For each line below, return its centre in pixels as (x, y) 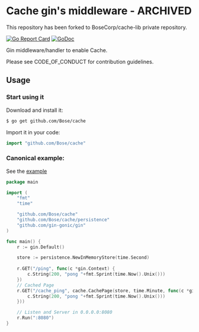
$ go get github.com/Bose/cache (46, 121)
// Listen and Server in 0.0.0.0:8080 (65, 312)
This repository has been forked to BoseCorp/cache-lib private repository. (97, 27)
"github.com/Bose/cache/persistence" (63, 220)
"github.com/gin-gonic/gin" (51, 225)
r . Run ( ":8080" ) (36, 318)
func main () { (24, 241)
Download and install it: (35, 110)
